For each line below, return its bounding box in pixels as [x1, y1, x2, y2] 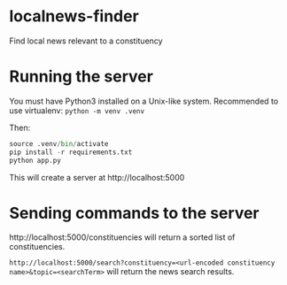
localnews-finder [9, 6, 139, 27]
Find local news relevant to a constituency [9, 35, 163, 46]
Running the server [9, 66, 153, 87]
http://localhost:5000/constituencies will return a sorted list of [9, 232, 236, 243]
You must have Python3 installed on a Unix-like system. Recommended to [9, 96, 279, 106]
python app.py [9, 156, 62, 165]
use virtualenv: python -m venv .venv [9, 104, 144, 116]
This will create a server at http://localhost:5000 [9, 172, 185, 182]
